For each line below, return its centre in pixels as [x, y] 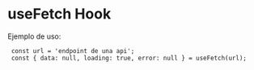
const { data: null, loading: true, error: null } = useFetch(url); [129, 58]
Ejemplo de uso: [34, 36]
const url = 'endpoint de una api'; [73, 51]
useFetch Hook [59, 14]
